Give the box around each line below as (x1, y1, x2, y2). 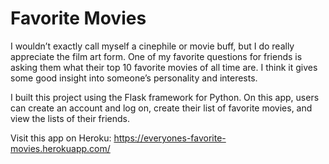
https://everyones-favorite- (113, 132, 227, 144)
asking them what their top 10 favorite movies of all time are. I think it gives (10, 61, 318, 73)
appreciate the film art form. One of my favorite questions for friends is (10, 50, 303, 62)
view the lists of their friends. (10, 112, 131, 124)
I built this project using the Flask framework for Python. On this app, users (10, 91, 320, 103)
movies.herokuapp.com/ (10, 142, 111, 154)
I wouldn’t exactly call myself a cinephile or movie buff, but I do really (10, 40, 295, 52)
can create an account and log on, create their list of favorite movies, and (10, 102, 313, 114)
